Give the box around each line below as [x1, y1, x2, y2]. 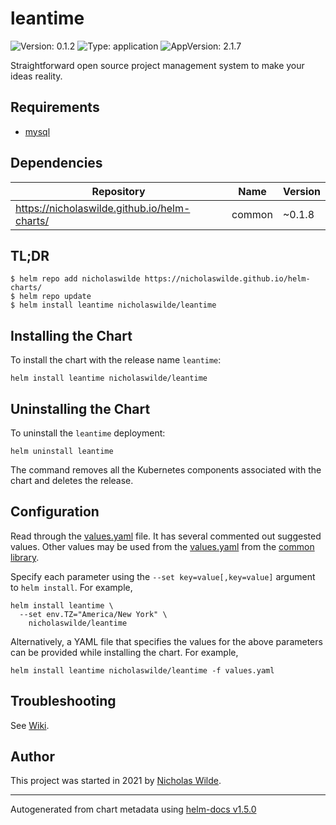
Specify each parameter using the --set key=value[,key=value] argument [10, 570, 316, 582]
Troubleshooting [10, 693, 117, 710]
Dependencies [10, 155, 103, 172]
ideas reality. [10, 70, 63, 82]
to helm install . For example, [10, 581, 133, 593]
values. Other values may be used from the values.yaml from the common [10, 540, 315, 552]
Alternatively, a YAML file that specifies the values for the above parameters [10, 635, 323, 647]
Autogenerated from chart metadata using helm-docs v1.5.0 [10, 803, 257, 816]
